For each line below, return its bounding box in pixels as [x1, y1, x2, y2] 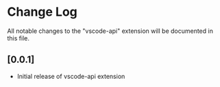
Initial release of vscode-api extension [16, 72, 125, 80]
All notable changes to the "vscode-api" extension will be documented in [7, 27, 214, 35]
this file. [7, 34, 29, 42]
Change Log [7, 4, 77, 20]
